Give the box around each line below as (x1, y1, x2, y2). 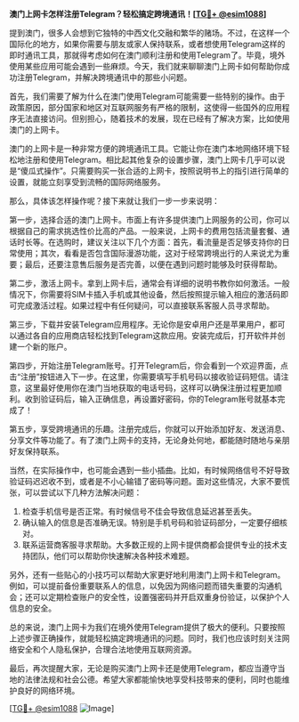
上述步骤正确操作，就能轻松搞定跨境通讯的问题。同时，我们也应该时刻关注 (9, 633, 282, 644)
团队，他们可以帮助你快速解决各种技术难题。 (29, 551, 194, 561)
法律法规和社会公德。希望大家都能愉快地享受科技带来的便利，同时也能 (24, 674, 282, 685)
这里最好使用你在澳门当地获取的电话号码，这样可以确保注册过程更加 (24, 383, 274, 393)
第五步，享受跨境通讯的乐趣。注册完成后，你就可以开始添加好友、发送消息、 (9, 424, 290, 434)
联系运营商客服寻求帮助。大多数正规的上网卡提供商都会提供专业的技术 (21, 539, 280, 550)
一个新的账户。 (16, 342, 72, 352)
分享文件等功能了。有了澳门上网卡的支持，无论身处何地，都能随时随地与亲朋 (9, 435, 290, 445)
